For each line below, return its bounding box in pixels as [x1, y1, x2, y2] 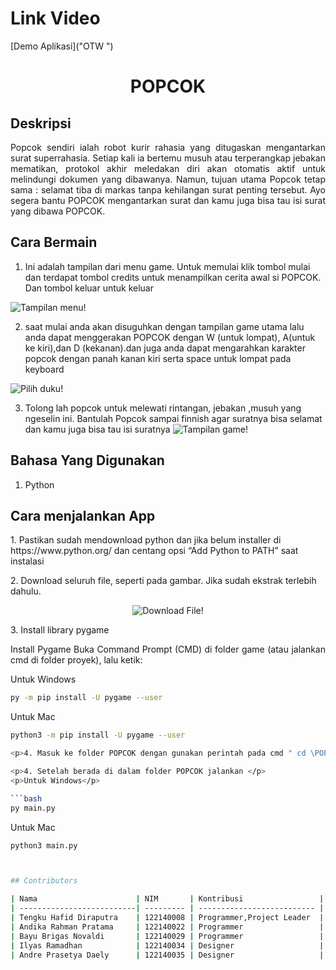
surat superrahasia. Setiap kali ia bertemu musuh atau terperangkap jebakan [10, 152, 326, 164]
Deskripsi [10, 115, 72, 132]
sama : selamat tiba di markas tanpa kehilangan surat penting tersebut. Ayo [10, 183, 326, 196]
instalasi [10, 555, 45, 567]
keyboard [24, 363, 65, 375]
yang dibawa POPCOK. [10, 205, 106, 217]
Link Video [10, 7, 101, 30]
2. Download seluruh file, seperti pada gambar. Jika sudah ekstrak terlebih [10, 575, 317, 587]
